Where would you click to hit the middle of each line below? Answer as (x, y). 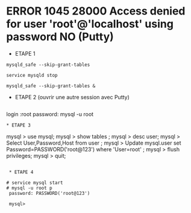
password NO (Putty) (60, 37)
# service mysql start (35, 183)
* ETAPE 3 (19, 125)
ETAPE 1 (25, 53)
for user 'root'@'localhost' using (90, 24)
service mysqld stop (32, 75)
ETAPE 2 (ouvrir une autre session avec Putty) (72, 97)
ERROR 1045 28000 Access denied (96, 11)
